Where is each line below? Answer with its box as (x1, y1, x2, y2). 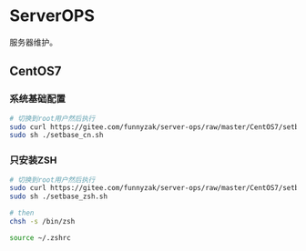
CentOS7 (9, 64, 62, 79)
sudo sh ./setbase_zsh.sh (9, 192, 107, 201)
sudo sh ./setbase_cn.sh (9, 131, 104, 140)
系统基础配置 (9, 93, 66, 105)
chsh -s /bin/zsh (9, 217, 76, 226)
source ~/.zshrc (9, 233, 71, 242)
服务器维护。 (9, 36, 57, 47)
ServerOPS (9, 5, 96, 26)
